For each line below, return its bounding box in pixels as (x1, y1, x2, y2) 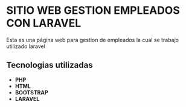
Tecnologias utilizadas (6, 60, 93, 70)
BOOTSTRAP (14, 88, 48, 96)
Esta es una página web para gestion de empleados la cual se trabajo (6, 36, 179, 43)
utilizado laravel (6, 43, 45, 50)
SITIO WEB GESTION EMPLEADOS (6, 4, 180, 17)
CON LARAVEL (6, 16, 82, 30)
